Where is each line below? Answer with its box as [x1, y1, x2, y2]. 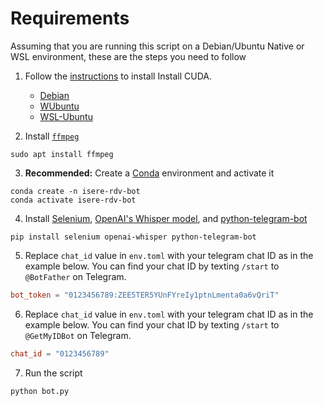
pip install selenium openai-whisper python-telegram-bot [10, 232, 257, 242]
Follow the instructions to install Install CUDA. [24, 70, 213, 82]
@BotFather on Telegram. [24, 270, 127, 282]
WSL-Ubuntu [39, 110, 93, 122]
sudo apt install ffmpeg [10, 149, 114, 159]
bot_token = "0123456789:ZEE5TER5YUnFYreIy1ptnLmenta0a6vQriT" [10, 290, 280, 300]
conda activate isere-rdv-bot [10, 195, 137, 205]
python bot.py [10, 386, 70, 396]
